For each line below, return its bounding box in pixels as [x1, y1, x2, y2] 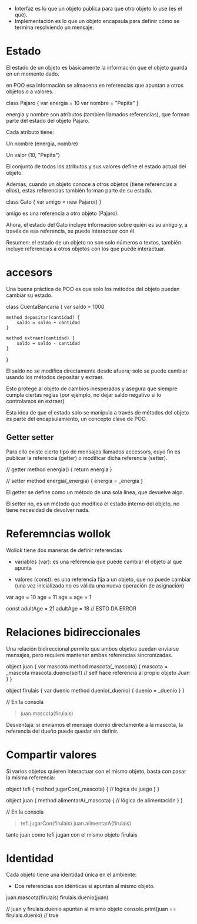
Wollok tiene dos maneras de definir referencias [6, 546, 122, 554]
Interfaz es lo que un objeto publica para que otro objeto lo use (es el [14, 5, 182, 12]
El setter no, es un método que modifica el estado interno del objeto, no [6, 500, 180, 507]
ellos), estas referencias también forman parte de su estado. [6, 187, 153, 194]
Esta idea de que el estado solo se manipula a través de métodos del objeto [6, 409, 189, 416]
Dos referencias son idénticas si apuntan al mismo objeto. [14, 883, 155, 890]
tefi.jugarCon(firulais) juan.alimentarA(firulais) [20, 819, 132, 827]
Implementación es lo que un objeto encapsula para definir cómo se [14, 18, 180, 24]
